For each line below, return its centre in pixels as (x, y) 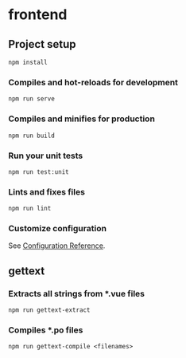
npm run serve (32, 99)
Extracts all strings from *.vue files (77, 293)
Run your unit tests (46, 155)
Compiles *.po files (46, 330)
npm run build (32, 136)
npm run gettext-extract (49, 310)
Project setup (43, 44)
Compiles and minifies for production (81, 119)
